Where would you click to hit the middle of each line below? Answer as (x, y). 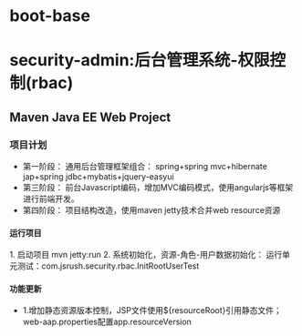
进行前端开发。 (51, 199)
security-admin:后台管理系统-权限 (140, 61)
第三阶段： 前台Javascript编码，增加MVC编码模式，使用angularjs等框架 (158, 188)
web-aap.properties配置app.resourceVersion (107, 322)
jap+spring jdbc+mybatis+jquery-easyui (99, 177)
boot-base (50, 16)
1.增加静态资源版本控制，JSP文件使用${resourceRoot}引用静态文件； (152, 311)
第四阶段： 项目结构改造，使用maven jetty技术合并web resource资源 (151, 210)
